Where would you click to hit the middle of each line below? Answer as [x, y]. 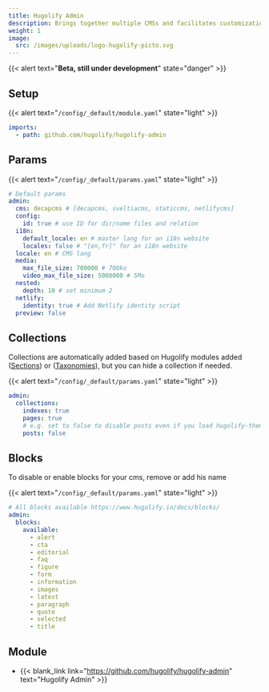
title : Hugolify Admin [46, 16]
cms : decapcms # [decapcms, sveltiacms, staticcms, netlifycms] [125, 209]
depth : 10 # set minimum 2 [68, 290]
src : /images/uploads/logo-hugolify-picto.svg [94, 46]
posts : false [44, 433]
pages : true [42, 418]
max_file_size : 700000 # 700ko [75, 268]
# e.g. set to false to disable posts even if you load [118, 425]
